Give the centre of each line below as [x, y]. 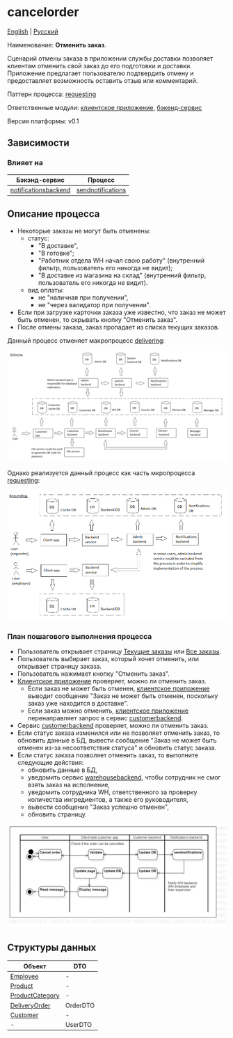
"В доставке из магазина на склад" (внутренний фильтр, [122, 275]
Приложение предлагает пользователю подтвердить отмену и [101, 73]
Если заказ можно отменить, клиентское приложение [108, 711]
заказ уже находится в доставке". [78, 704]
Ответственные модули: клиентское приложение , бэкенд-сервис [105, 107]
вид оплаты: [46, 290]
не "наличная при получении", [83, 297]
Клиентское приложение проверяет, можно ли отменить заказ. [112, 681]
